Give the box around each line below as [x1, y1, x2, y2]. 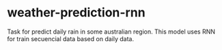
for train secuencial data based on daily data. [7, 34, 135, 42]
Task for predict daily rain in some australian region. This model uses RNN [7, 27, 215, 36]
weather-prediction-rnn [7, 5, 145, 21]
